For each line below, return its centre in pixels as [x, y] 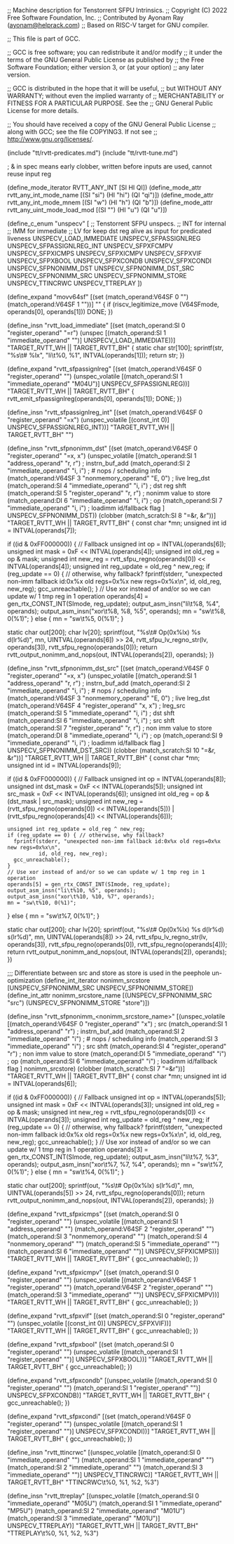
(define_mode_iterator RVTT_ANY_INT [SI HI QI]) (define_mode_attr [104, 188]
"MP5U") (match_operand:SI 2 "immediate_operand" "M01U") [96, 1511]
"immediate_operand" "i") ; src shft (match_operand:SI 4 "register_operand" [117, 1046]
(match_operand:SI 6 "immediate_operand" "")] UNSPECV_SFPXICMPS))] [113, 1251]
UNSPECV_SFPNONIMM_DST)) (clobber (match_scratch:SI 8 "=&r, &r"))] [111, 515]
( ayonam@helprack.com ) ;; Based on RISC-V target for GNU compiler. [108, 25]
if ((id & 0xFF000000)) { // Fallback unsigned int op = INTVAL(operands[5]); [117, 1097]
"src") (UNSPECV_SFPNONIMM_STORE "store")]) [78, 1003]
